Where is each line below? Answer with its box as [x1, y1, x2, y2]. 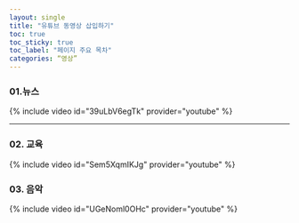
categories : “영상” [9, 54, 78, 63]
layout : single [9, 12, 66, 22]
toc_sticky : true [9, 37, 74, 47]
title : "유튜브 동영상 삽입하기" [9, 21, 115, 30]
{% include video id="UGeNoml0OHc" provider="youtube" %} [9, 203, 238, 214]
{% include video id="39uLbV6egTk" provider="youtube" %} [9, 106, 233, 116]
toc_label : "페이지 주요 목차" [9, 46, 112, 55]
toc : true [9, 29, 46, 38]
